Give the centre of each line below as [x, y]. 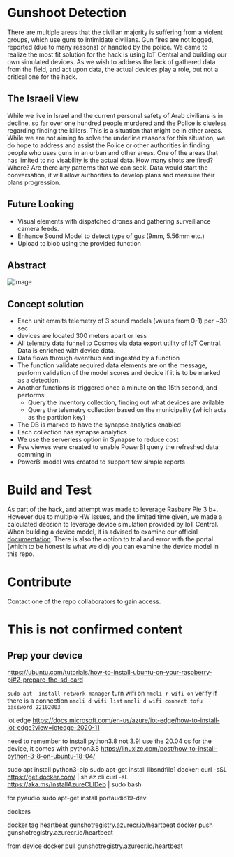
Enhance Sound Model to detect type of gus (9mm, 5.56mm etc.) [111, 236]
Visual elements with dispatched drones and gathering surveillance [114, 221]
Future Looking [41, 204]
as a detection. [39, 380]
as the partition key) [57, 418]
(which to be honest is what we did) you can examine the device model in [113, 547]
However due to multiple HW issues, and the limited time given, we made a [115, 517]
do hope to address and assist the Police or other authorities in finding [108, 145]
